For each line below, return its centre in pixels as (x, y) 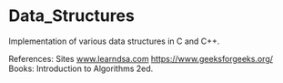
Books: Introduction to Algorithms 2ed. (81, 68)
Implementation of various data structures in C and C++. (114, 41)
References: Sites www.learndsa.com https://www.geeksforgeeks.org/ (141, 58)
